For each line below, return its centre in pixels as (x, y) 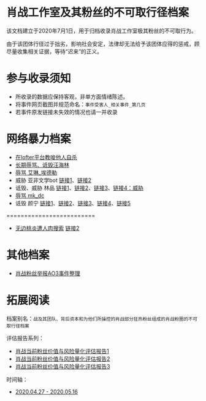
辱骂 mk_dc (30, 195)
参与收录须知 (39, 79)
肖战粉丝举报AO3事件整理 (48, 273)
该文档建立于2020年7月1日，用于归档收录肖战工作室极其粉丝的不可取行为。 (102, 31)
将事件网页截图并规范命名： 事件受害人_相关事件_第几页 (80, 104)
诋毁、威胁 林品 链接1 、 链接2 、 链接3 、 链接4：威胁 (79, 188)
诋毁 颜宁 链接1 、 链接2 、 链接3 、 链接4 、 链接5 (73, 203)
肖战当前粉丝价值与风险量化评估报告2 (63, 359)
